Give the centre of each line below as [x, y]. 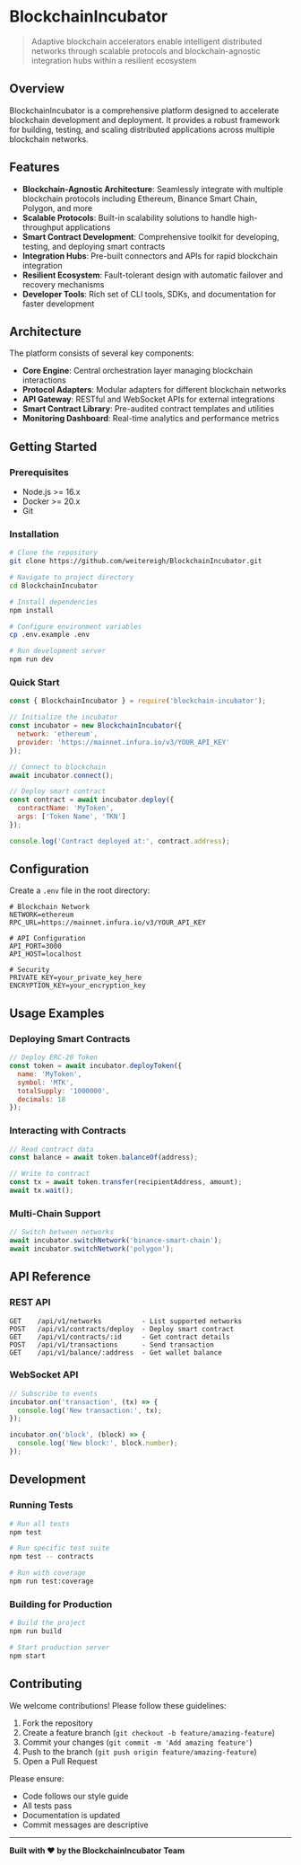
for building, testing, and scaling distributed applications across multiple [142, 129]
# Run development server [57, 651]
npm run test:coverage [52, 1582]
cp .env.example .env [50, 635]
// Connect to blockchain [57, 767]
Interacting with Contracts [68, 1131]
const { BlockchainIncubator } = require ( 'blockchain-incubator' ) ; [138, 701]
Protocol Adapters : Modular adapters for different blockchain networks [154, 390]
